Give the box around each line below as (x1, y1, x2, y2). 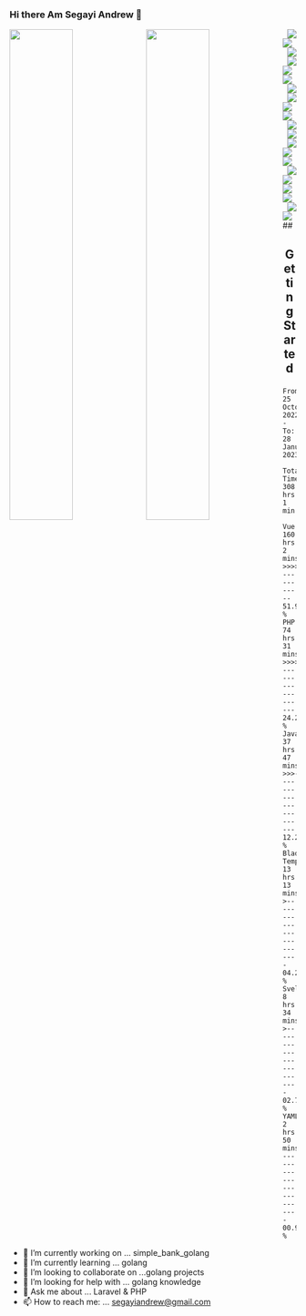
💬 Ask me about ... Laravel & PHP (22, 1286, 148, 1297)
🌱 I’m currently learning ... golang (22, 1257, 148, 1268)
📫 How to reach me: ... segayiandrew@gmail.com (22, 1296, 211, 1307)
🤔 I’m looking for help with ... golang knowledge (22, 1276, 202, 1287)
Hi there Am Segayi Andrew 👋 (9, 8, 143, 21)
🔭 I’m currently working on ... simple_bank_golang (22, 1247, 209, 1258)
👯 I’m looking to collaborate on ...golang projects (22, 1266, 205, 1278)
